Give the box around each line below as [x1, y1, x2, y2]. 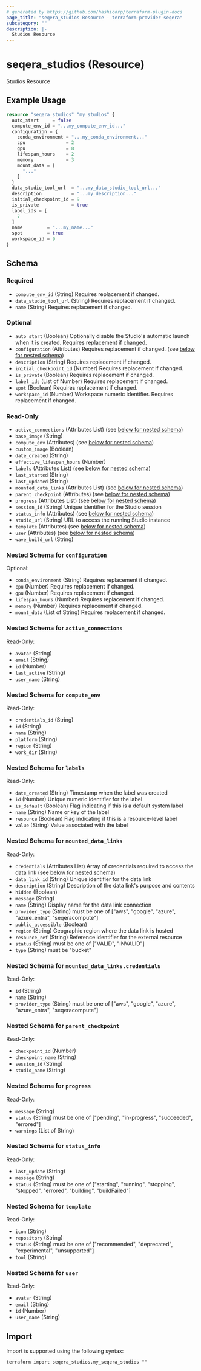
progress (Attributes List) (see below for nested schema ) [15, 497, 156, 505]
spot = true [12, 230, 64, 237]
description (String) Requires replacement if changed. [15, 358, 151, 365]
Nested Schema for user [6, 1269, 79, 1277]
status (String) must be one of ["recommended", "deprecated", [15, 1241, 173, 1248]
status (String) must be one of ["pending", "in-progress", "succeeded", [15, 1114, 193, 1121]
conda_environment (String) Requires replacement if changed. [15, 576, 168, 584]
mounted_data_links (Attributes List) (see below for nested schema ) [15, 484, 183, 491]
